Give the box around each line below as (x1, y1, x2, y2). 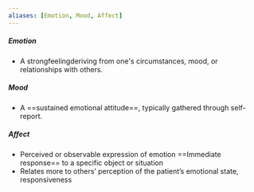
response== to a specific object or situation (19, 158, 164, 167)
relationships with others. (19, 64, 104, 74)
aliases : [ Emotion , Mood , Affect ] (8, 11, 123, 20)
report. (19, 111, 43, 121)
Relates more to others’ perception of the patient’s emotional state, (19, 166, 239, 175)
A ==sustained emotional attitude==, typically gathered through (19, 102, 229, 112)
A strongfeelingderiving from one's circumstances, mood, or (19, 56, 218, 66)
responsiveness (19, 175, 72, 184)
